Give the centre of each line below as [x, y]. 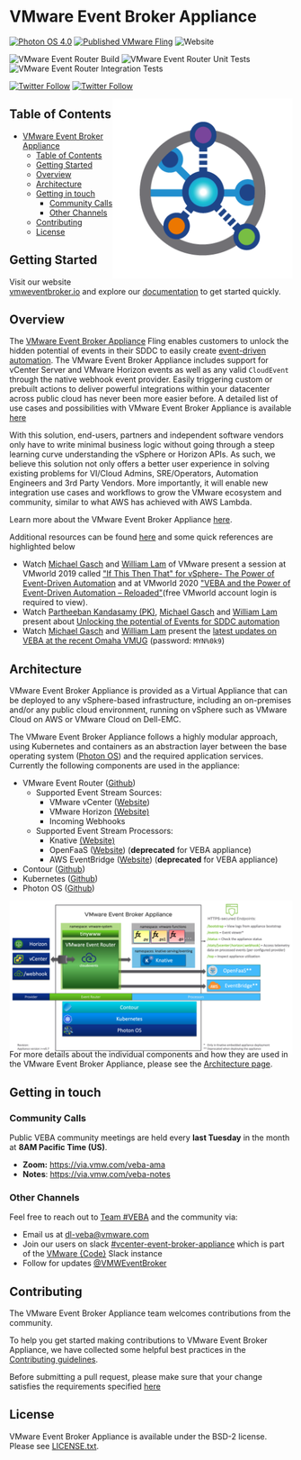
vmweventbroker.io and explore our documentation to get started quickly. [145, 291]
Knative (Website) [82, 840]
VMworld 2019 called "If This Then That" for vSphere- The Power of [148, 574]
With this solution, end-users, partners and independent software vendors [147, 435]
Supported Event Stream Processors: [104, 831]
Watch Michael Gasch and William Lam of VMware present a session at [154, 564]
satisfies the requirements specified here [85, 1386]
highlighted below [43, 547]
